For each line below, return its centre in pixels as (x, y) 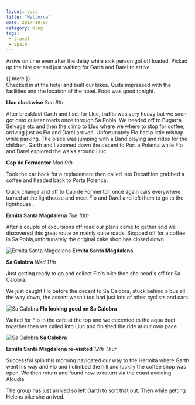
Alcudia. (16, 379)
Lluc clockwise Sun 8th (35, 102)
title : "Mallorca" (28, 17)
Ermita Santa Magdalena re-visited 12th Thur (61, 349)
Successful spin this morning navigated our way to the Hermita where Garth (97, 360)
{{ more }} (18, 78)
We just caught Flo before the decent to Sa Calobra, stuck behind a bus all (96, 291)
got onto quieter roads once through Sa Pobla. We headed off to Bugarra (94, 120)
